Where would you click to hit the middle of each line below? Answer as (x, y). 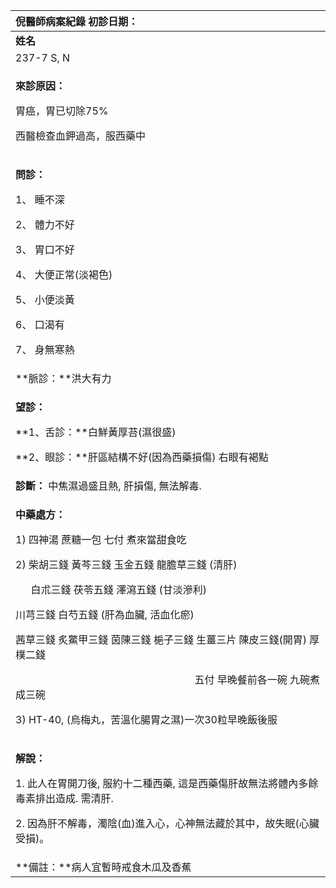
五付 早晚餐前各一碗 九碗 (252, 679)
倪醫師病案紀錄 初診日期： (77, 21)
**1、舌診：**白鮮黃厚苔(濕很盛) (96, 432)
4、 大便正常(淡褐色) (64, 274)
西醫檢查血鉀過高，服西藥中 (81, 136)
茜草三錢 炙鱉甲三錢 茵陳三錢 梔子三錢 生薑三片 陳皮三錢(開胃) (161, 639)
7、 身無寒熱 (45, 349)
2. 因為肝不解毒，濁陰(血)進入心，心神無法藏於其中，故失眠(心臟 (167, 823)
